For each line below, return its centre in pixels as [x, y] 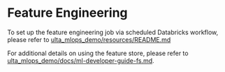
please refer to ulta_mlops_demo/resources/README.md [89, 39]
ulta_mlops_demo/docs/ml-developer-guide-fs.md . [81, 60]
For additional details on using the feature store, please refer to [98, 53]
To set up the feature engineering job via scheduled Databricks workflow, [113, 32]
